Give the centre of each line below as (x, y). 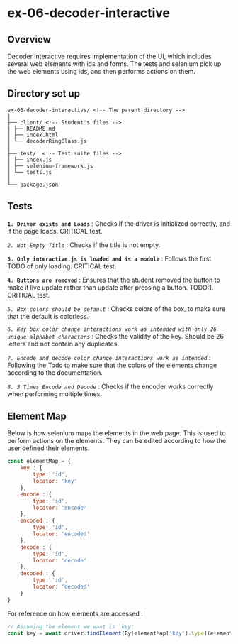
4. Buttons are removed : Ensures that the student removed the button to (114, 280)
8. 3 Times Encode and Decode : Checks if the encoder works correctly (110, 386)
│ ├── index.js (30, 160)
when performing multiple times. (55, 394)
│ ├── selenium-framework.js (50, 166)
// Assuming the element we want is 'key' (71, 626)
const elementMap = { (39, 462)
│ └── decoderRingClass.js (47, 141)
